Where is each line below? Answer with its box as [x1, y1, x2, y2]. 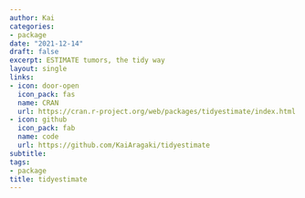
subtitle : [9, 149, 47, 158]
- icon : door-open [9, 81, 79, 90]
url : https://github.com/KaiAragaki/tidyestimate [17, 141, 210, 150]
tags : [9, 157, 30, 167]
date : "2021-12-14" [9, 38, 84, 48]
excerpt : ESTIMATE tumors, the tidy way [9, 56, 166, 65]
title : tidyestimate [9, 174, 89, 183]
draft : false [9, 47, 59, 57]
